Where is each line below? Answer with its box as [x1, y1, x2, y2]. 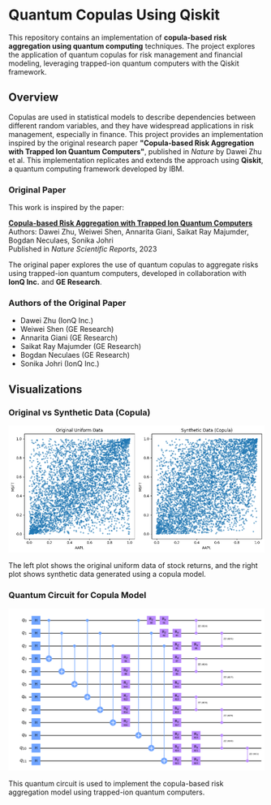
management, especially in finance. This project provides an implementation [8, 129, 264, 139]
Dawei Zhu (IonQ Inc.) [19, 316, 94, 325]
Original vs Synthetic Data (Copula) [8, 407, 151, 418]
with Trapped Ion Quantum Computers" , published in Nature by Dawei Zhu [8, 146, 262, 156]
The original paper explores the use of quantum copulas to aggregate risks [8, 260, 259, 269]
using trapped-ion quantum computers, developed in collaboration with [8, 269, 247, 278]
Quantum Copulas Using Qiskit [8, 6, 221, 24]
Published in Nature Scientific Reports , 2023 [8, 244, 157, 254]
